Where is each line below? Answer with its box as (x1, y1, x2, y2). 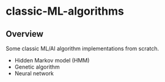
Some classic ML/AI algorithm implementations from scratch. (5, 45, 159, 52)
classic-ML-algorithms (5, 4, 125, 18)
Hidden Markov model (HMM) (14, 57, 90, 64)
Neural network (14, 70, 54, 77)
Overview (5, 29, 44, 39)
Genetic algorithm (14, 63, 60, 70)
